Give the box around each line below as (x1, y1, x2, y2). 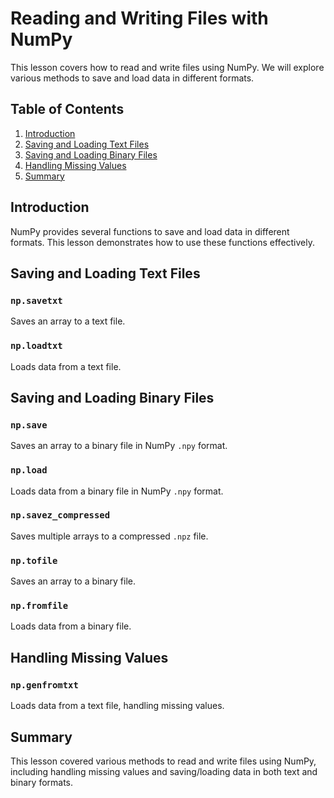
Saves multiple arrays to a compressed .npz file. (10, 530, 209, 542)
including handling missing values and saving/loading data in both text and (10, 765, 318, 777)
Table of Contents (10, 101, 125, 118)
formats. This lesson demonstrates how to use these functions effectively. (10, 236, 316, 248)
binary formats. (10, 776, 74, 788)
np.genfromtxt (10, 679, 79, 691)
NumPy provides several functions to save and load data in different (10, 225, 290, 237)
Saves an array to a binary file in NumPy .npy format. (10, 440, 228, 452)
